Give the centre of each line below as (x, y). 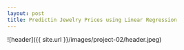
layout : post (26, 13)
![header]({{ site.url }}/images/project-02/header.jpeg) (84, 39)
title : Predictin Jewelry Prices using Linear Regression (92, 20)
